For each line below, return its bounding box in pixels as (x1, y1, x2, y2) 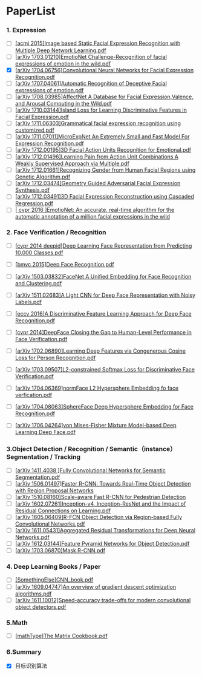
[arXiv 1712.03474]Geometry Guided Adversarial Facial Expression (15, 180, 181, 187)
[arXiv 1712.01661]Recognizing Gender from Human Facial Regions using (15, 166, 196, 174)
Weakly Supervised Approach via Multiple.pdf (15, 160, 130, 168)
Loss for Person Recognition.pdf (15, 354, 96, 362)
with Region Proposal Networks (15, 487, 94, 494)
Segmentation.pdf (15, 473, 60, 481)
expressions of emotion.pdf (15, 86, 84, 93)
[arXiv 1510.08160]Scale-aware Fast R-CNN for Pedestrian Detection (15, 493, 186, 500)
